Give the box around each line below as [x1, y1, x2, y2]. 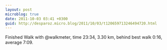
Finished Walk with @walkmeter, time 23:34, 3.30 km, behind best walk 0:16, [5, 34, 163, 40]
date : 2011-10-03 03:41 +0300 [5, 16, 68, 21]
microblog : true [5, 12, 39, 17]
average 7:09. [5, 40, 33, 46]
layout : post [5, 7, 32, 12]
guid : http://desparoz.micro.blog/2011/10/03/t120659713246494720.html [5, 21, 157, 26]
